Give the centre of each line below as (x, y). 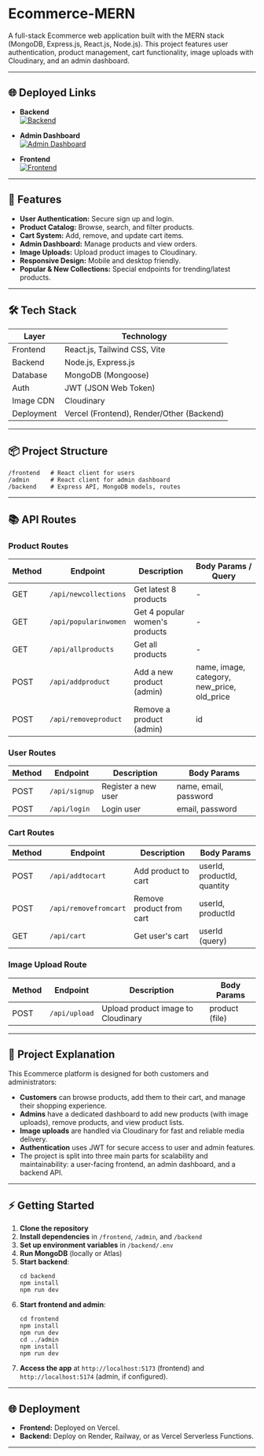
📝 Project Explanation (62, 1055)
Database (30, 375)
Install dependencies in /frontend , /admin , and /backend (111, 1237)
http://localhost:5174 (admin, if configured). (94, 1376)
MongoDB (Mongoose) (106, 375)
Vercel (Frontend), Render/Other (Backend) (144, 414)
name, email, (200, 786)
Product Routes (38, 546)
